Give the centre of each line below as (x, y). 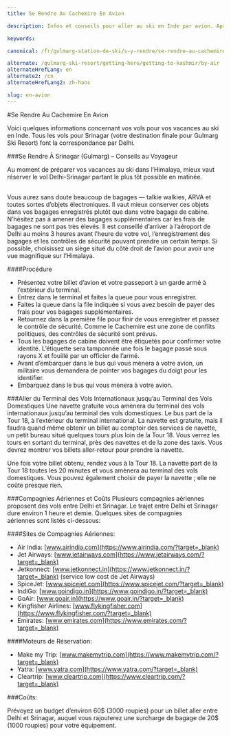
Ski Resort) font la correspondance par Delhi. (71, 143)
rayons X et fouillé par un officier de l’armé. (78, 355)
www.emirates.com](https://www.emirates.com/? (118, 620)
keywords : (21, 39)
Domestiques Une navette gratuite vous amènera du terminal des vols (106, 406)
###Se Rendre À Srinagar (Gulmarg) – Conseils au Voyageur (92, 156)
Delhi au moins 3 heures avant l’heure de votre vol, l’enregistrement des (109, 233)
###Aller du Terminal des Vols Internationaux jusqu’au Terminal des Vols (110, 398)
